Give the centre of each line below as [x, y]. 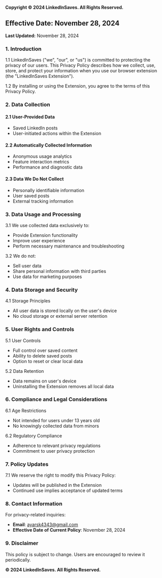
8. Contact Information [34, 504]
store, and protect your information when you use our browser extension [81, 71]
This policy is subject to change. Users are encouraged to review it [75, 554]
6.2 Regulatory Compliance [34, 435]
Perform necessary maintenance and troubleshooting [68, 246]
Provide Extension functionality [45, 235]
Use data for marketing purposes [47, 277]
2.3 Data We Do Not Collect [35, 179]
